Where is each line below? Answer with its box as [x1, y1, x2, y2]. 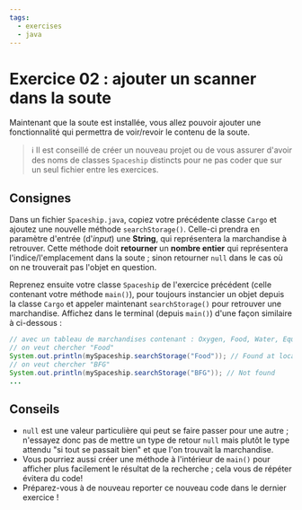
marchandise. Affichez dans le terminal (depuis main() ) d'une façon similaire [9, 308, 292, 319]
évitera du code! [22, 473, 84, 484]
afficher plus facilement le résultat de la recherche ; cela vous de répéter [22, 463, 292, 474]
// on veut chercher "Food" [9, 343, 115, 352]
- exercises [17, 22, 63, 31]
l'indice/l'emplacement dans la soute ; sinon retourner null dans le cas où [9, 252, 283, 263]
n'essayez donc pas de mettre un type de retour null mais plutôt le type [22, 435, 290, 445]
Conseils [9, 401, 60, 417]
